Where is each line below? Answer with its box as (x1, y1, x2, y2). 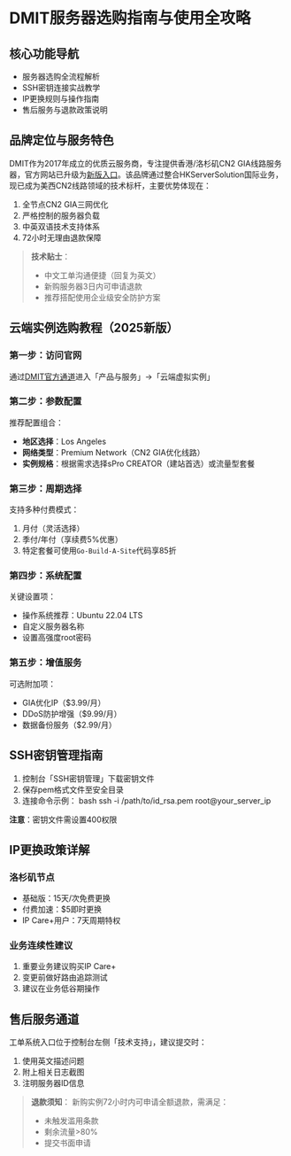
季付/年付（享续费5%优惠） (21, 534, 123, 545)
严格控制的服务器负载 (21, 210, 100, 221)
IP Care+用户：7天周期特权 (21, 915, 121, 926)
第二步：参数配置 (9, 395, 82, 407)
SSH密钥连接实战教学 (21, 82, 101, 93)
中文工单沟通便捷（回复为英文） (43, 269, 161, 280)
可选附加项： (9, 679, 56, 689)
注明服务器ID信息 (21, 1078, 85, 1089)
